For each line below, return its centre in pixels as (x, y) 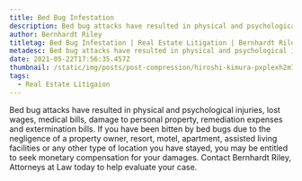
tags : (19, 76)
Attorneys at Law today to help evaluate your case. (103, 167)
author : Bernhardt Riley (56, 34)
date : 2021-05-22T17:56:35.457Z (70, 59)
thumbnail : (30, 68)
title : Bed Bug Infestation (62, 17)
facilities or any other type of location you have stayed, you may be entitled (149, 148)
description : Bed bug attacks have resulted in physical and (126, 26)
